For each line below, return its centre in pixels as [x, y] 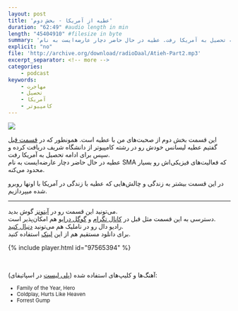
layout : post [27, 14]
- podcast [35, 73]
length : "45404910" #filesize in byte [65, 34]
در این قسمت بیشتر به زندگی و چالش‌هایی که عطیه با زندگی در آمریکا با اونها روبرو [116, 183]
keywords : [23, 80]
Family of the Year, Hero [46, 288]
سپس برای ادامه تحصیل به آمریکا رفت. [59, 154]
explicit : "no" [30, 47]
